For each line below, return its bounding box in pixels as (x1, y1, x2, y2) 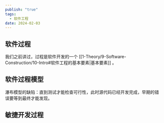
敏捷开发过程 (5, 111, 44, 119)
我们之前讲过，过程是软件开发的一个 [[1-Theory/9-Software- (5, 54, 126, 60)
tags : (5, 12, 16, 17)
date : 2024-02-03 (5, 20, 41, 26)
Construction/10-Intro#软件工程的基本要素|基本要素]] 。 (5, 60, 117, 66)
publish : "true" (5, 7, 38, 12)
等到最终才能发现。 (13, 95, 52, 101)
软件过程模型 (5, 75, 44, 84)
